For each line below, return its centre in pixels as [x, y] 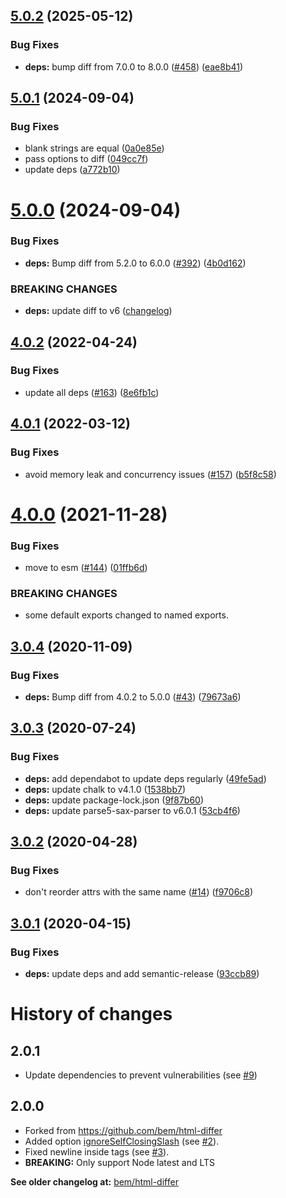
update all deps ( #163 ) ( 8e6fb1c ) [92, 392]
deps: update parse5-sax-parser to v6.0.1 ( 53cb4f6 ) [132, 810]
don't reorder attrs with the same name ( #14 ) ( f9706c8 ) [139, 892]
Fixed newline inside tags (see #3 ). [97, 1151]
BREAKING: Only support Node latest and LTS [120, 1162]
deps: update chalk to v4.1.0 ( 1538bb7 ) [105, 789]
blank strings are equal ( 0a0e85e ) [94, 148]
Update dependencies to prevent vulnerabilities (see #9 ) [141, 1075]
